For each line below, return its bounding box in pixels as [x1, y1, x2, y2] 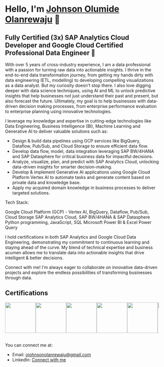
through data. [5, 275, 33, 280]
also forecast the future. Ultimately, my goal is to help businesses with [5, 98, 146, 104]
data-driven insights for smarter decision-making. [12, 164, 112, 170]
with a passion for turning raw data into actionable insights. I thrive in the [5, 67, 152, 73]
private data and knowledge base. [12, 180, 81, 185]
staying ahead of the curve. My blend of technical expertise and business [5, 245, 153, 250]
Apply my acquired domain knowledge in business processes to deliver [12, 185, 156, 191]
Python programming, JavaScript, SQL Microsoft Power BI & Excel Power [5, 220, 152, 225]
